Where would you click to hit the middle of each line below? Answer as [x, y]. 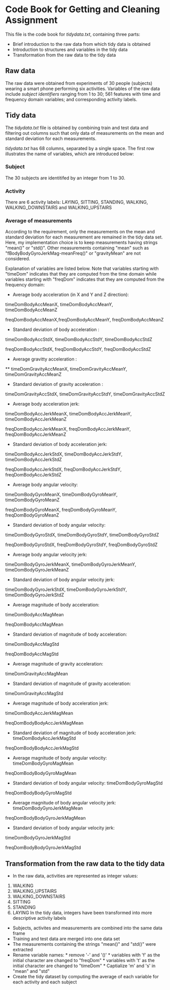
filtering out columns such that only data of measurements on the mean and [84, 133]
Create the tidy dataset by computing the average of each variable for [86, 977]
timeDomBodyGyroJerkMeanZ [37, 570]
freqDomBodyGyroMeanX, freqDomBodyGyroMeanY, [61, 510]
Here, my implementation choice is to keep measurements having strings [81, 243]
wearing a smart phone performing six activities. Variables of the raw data [83, 88]
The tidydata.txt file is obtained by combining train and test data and [77, 128]
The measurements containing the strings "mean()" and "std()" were [84, 944]
